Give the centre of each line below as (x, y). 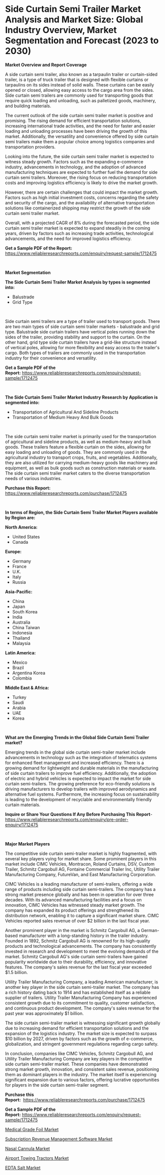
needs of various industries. (33, 478)
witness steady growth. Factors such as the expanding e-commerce (74, 162)
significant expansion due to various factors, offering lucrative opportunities (82, 1080)
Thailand (21, 638)
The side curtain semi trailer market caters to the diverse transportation (78, 473)
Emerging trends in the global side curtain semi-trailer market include (75, 752)
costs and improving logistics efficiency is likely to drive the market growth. (82, 182)
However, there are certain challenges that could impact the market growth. (82, 192)
